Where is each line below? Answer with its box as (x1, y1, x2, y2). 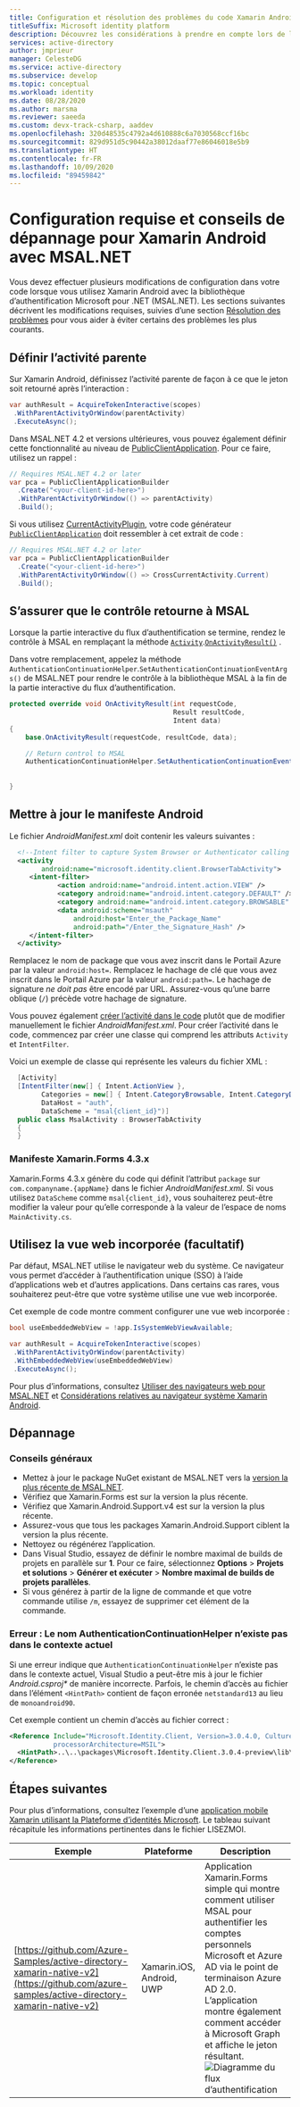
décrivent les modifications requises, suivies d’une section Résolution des (9, 305, 281, 316)
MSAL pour (204, 1905, 252, 1918)
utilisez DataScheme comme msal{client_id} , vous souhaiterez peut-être (9, 1192, 274, 1203)
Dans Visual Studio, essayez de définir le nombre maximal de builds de (21, 1548, 283, 1559)
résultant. (204, 2050, 245, 2062)
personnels (204, 1938, 252, 1951)
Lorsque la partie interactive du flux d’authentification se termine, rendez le (9, 627, 286, 638)
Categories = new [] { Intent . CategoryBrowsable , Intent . (41, 1090, 257, 1099)
